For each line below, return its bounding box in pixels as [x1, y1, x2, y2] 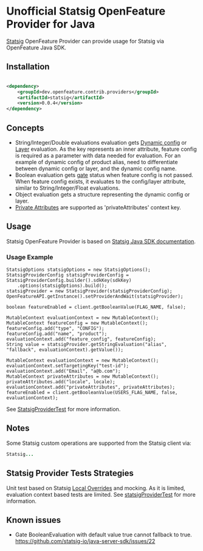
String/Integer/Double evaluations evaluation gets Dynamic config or [15, 139, 187, 146]
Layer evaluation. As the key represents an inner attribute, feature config [15, 145, 197, 153]
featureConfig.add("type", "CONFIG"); [6, 325, 105, 332]
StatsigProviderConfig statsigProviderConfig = [6, 272, 129, 278]
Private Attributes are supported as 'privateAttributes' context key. [15, 203, 181, 211]
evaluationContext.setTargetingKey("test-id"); [6, 363, 129, 369]
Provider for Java [6, 17, 95, 31]
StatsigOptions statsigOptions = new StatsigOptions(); [6, 267, 151, 273]
